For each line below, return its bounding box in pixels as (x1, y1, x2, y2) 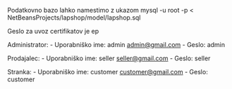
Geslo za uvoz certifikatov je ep (7, 27, 99, 35)
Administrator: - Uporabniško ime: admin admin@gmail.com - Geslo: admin (7, 41, 226, 48)
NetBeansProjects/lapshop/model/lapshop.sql (7, 13, 141, 22)
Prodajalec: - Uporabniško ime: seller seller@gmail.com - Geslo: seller (7, 54, 211, 62)
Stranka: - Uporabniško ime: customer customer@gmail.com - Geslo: (7, 68, 208, 76)
